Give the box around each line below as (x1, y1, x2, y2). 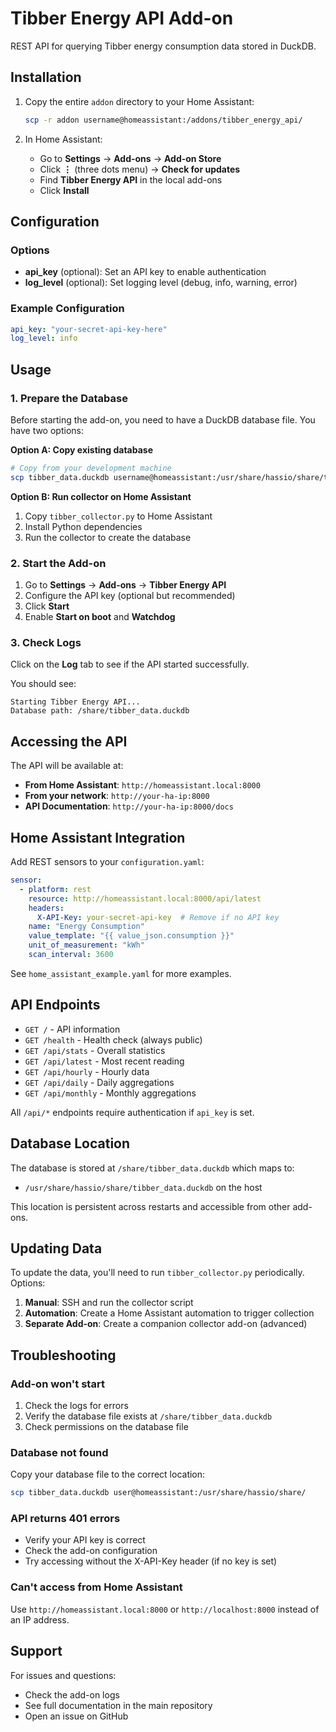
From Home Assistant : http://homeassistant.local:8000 (24, 779, 261, 791)
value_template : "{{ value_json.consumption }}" (28, 931, 235, 941)
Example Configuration (10, 302, 125, 316)
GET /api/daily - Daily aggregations (24, 1076, 175, 1088)
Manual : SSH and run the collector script (24, 1297, 194, 1309)
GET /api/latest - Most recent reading (24, 1055, 185, 1067)
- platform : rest (19, 884, 92, 894)
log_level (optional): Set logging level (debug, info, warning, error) (24, 277, 298, 289)
